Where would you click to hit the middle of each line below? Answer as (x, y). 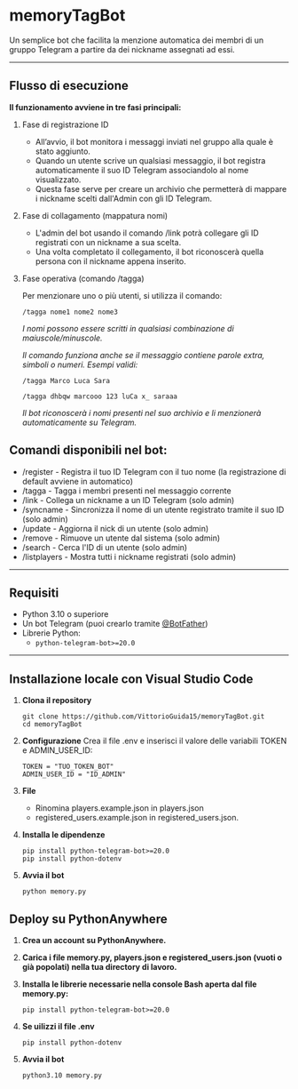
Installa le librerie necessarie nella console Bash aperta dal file (139, 984)
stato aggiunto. (63, 151)
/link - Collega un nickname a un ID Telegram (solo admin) (128, 500)
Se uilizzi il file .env (58, 1026)
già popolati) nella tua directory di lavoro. (99, 967)
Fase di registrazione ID (65, 124)
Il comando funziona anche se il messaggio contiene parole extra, (143, 355)
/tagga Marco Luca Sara (66, 380)
